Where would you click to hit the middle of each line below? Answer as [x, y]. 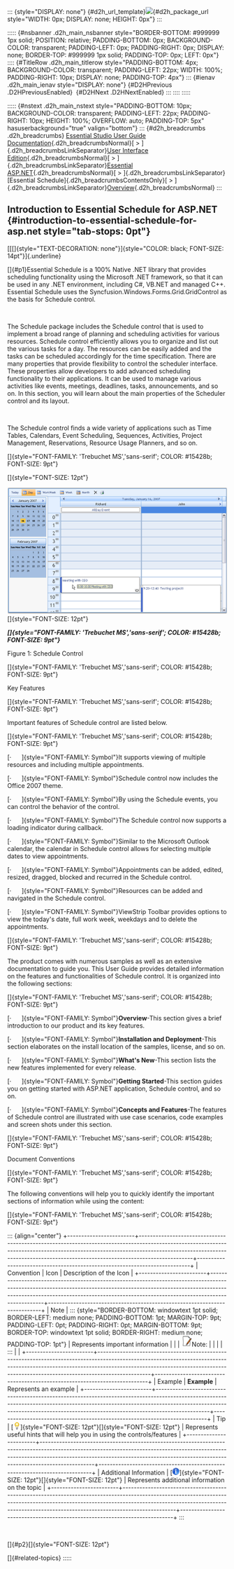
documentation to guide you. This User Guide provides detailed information [116, 969]
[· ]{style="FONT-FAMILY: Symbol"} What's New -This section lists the [112, 1060]
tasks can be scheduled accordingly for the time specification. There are [112, 356]
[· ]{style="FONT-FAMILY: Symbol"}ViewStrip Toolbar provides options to [117, 912]
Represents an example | [43, 1389]
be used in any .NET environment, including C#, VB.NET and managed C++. [116, 284]
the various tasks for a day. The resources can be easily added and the [109, 348]
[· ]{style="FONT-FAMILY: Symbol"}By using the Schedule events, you [112, 799]
